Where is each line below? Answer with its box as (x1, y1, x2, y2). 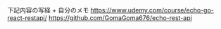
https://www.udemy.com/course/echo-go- (90, 6, 215, 14)
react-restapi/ (7, 14, 48, 22)
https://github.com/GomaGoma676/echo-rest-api (49, 14, 192, 22)
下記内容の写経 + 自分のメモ (7, 6, 89, 14)
